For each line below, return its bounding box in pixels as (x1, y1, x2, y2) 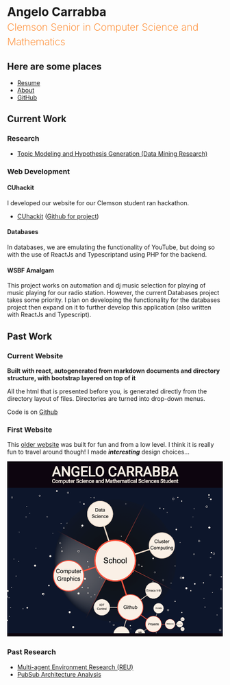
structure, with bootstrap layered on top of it (7, 373, 136, 382)
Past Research (7, 647, 56, 657)
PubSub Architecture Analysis (16, 670, 101, 678)
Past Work (7, 330, 53, 342)
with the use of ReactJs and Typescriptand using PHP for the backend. (7, 251, 207, 259)
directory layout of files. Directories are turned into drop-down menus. (7, 394, 205, 402)
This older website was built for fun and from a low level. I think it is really (7, 441, 214, 449)
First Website (7, 425, 53, 434)
